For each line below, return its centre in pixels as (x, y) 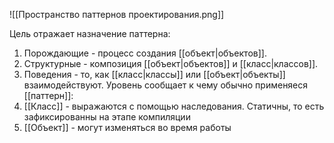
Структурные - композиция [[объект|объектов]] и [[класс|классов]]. (171, 63)
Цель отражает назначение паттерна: (90, 33)
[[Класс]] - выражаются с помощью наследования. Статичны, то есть (174, 106)
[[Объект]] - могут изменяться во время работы (127, 127)
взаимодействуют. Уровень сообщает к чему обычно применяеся (166, 85)
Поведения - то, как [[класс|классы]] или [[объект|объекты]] (154, 74)
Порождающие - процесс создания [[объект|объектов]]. (145, 53)
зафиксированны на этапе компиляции (107, 117)
